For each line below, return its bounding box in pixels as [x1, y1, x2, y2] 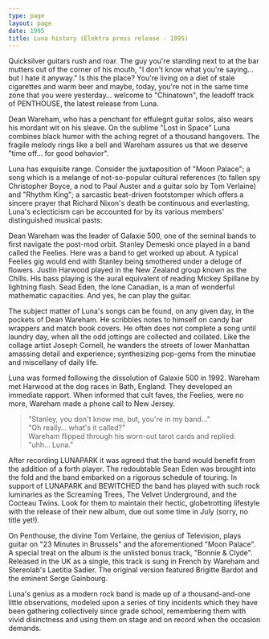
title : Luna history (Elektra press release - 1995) [8, 34, 189, 43]
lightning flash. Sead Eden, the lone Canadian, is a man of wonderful [8, 282, 235, 292]
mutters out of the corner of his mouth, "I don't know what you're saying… [8, 65, 255, 75]
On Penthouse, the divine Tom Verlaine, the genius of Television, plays [8, 531, 242, 541]
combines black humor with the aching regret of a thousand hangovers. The [8, 132, 260, 141]
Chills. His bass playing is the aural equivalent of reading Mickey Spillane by [8, 274, 259, 284]
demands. [8, 624, 42, 633]
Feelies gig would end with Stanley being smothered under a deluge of [8, 256, 243, 266]
